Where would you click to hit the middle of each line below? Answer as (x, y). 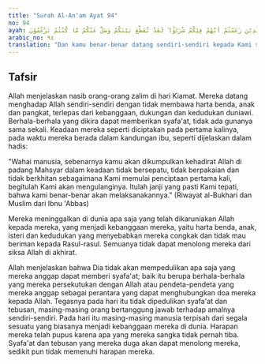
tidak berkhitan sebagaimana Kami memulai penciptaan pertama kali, (120, 178)
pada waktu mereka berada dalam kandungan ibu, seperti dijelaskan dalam (130, 137)
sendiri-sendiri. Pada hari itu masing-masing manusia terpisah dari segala (128, 317)
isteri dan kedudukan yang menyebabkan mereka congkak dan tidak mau (127, 235)
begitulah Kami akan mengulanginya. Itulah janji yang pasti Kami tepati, (123, 186)
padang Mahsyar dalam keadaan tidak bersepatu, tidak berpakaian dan (124, 170)
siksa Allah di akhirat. (43, 252)
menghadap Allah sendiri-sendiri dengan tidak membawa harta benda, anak (131, 104)
